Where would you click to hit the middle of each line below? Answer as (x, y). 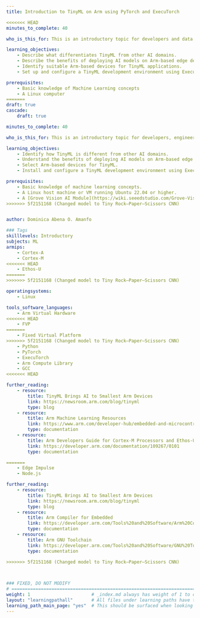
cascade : (17, 111)
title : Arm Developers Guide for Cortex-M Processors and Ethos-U (112, 440)
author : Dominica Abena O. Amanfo (49, 220)
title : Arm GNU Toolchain (60, 540)
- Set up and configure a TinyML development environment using (98, 72)
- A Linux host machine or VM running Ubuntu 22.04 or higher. (97, 192)
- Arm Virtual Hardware (46, 313)
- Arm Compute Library (45, 363)
